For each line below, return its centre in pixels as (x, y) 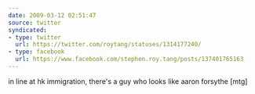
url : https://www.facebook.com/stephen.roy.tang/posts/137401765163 (129, 60)
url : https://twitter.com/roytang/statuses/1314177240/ (108, 45)
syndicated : (27, 30)
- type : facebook (36, 52)
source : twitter (35, 23)
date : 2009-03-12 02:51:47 (52, 15)
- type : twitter (35, 37)
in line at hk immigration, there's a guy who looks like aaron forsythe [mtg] (128, 81)
